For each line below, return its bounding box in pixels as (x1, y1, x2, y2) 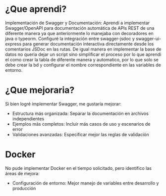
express (5, 41, 22, 47)
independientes (12, 115, 45, 122)
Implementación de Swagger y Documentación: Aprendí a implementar (5, 20, 150, 26)
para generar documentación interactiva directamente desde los (22, 41, 154, 47)
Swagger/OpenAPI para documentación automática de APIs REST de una (5, 25, 155, 31)
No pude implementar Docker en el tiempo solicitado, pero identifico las (5, 165, 152, 171)
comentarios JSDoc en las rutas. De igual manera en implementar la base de (5, 46, 162, 52)
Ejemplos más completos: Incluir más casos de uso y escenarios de (12, 121, 151, 127)
